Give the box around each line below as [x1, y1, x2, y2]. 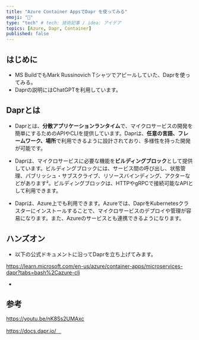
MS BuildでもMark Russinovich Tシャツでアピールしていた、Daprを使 [14, 71, 185, 78]
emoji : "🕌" [6, 14, 33, 20]
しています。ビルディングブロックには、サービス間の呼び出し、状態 [14, 164, 181, 171]
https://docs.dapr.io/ [6, 327, 56, 335]
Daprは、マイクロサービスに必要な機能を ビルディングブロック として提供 [14, 157, 193, 164]
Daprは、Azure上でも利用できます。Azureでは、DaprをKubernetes [14, 199, 179, 207]
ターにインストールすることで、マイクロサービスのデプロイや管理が [20, 207, 187, 214]
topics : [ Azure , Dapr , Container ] [6, 25, 92, 32]
